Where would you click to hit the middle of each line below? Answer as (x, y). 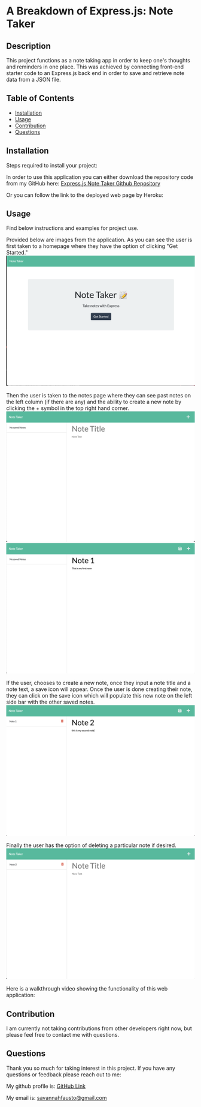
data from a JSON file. (33, 80)
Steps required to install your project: (52, 165)
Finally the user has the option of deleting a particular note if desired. (91, 845)
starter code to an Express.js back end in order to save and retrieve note (95, 73)
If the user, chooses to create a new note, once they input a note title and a (99, 683)
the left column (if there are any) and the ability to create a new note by (94, 402)
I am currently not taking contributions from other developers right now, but (99, 1028)
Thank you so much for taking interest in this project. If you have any (91, 1068)
